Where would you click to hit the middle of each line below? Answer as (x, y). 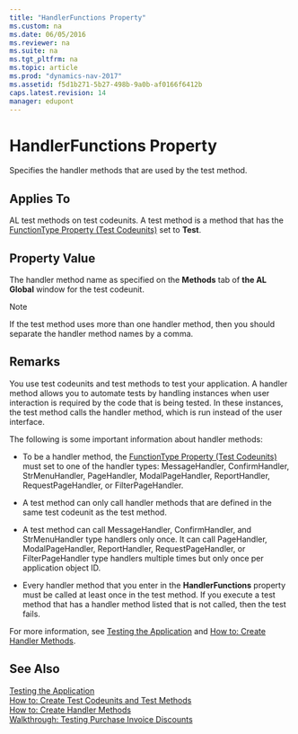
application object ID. (61, 568)
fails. (31, 614)
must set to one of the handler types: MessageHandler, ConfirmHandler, (156, 466)
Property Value (53, 258)
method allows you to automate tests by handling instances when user (140, 393)
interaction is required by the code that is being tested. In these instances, (146, 402)
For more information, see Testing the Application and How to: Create (138, 631)
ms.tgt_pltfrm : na (44, 59)
